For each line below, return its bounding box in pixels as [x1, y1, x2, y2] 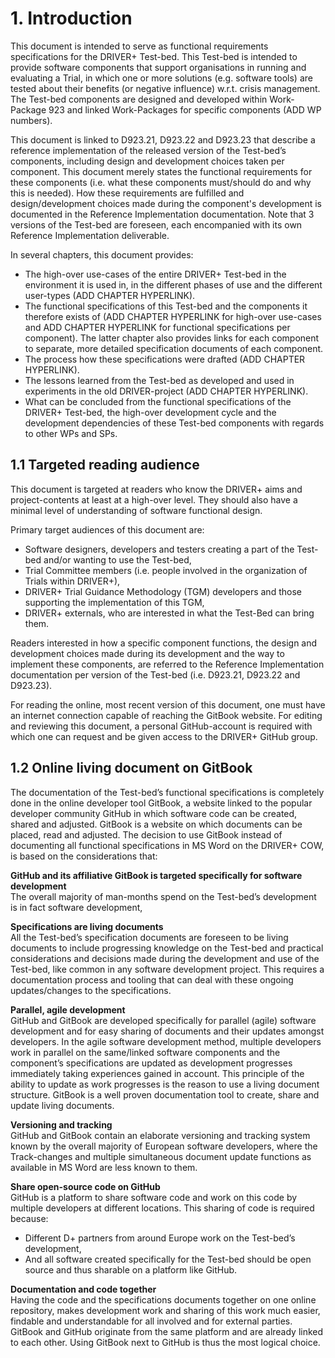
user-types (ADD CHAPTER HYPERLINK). [24, 289, 196, 301]
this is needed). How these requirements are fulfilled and [10, 187, 245, 199]
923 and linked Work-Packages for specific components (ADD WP [48, 103, 322, 116]
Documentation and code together [10, 1283, 157, 1295]
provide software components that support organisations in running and [10, 61, 307, 73]
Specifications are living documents [10, 920, 164, 932]
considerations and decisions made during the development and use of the [10, 952, 320, 964]
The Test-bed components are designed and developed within [10, 93, 268, 105]
